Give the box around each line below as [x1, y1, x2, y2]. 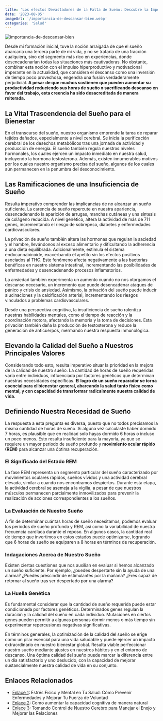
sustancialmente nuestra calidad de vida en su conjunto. [5, 662, 118, 668]
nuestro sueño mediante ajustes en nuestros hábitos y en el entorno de [5, 646, 147, 653]
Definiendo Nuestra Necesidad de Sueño [5, 407, 131, 416]
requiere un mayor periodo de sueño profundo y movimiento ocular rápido [5, 441, 155, 447]
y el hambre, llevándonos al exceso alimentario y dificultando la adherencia [5, 241, 155, 247]
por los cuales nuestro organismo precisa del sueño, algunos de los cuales [5, 161, 154, 167]
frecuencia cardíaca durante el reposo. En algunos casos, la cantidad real [5, 529, 152, 535]
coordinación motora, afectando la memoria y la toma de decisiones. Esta [5, 317, 152, 323]
